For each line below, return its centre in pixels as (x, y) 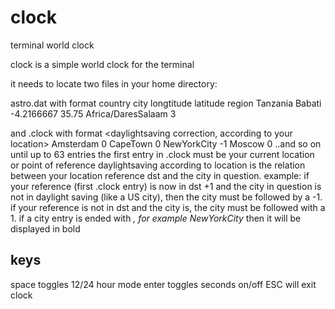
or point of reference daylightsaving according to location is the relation (158, 165)
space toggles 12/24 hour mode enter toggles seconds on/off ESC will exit (163, 284)
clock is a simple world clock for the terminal (102, 64)
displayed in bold (45, 228)
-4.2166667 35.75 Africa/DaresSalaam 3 (93, 113)
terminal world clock (52, 45)
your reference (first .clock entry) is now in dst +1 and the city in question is (166, 186)
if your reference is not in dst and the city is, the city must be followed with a (168, 207)
